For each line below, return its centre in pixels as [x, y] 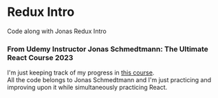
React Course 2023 [40, 57]
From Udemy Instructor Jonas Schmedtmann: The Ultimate [108, 49]
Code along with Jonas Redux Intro [57, 31]
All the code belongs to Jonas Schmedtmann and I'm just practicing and [109, 80]
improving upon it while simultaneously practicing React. [87, 88]
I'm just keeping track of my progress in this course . [81, 72]
